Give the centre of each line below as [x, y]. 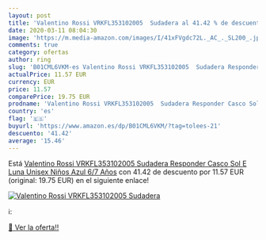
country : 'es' [32, 112]
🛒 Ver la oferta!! [34, 227]
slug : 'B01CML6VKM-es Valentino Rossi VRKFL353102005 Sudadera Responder [134, 67]
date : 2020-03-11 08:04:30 [53, 30]
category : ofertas [38, 52]
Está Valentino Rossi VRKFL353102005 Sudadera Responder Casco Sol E [127, 163]
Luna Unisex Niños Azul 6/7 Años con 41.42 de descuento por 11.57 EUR [126, 172]
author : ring [30, 60]
